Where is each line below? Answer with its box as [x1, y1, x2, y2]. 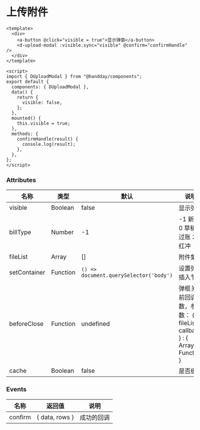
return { [17, 94, 39, 100]
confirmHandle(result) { [17, 136, 79, 142]
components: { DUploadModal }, [11, 84, 89, 90]
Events [6, 385, 27, 394]
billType [9, 228, 32, 236]
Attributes [6, 176, 36, 184]
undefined [81, 320, 110, 328]
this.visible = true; [17, 120, 70, 126]
